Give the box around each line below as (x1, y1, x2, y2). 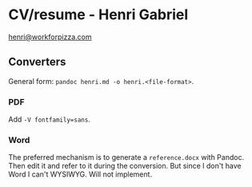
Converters (8, 55, 66, 69)
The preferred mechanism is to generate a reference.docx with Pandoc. (8, 153, 245, 162)
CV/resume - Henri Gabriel (8, 6, 189, 24)
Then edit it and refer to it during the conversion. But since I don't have (8, 161, 242, 171)
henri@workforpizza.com (8, 32, 92, 42)
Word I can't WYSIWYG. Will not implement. (8, 169, 153, 179)
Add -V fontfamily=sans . (8, 114, 90, 125)
